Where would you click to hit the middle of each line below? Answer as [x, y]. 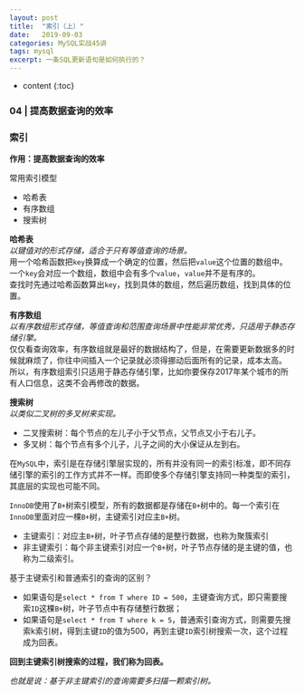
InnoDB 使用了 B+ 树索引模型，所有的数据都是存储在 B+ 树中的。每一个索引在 [145, 506]
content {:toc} [48, 86]
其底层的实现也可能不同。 [57, 487]
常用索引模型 [33, 178]
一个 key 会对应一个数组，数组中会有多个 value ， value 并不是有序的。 [135, 274]
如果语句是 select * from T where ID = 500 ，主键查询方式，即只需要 [151, 597]
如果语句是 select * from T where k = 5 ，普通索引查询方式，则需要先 [152, 620]
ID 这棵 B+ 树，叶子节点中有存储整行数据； [106, 609]
